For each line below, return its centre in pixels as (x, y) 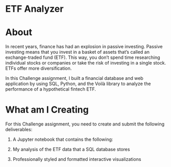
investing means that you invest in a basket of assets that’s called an (78, 52)
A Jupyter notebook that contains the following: (63, 139)
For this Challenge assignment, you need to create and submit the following (85, 124)
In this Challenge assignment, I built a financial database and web (74, 78)
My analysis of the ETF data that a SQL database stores (71, 150)
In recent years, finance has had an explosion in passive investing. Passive (84, 47)
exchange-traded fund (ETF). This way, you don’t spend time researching (83, 57)
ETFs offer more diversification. (39, 68)
